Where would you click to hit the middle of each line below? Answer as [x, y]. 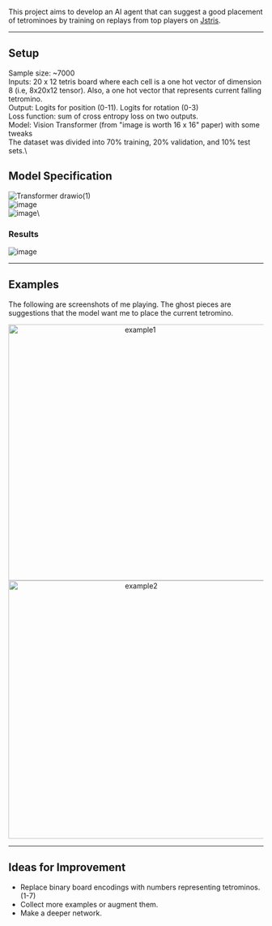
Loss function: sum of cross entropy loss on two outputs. [103, 116]
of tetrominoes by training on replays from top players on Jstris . [115, 20]
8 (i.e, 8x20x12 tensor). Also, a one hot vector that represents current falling [135, 90]
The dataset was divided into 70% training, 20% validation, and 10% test [130, 142]
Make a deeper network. [61, 913]
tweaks [21, 133]
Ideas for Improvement [67, 868]
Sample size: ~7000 [42, 73]
